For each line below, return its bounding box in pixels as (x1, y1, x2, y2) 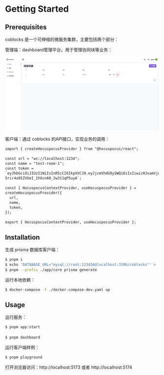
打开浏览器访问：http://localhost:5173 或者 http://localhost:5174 (5, 364, 133, 370)
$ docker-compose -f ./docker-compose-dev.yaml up (5, 287, 110, 292)
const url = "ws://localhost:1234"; (5, 156, 80, 161)
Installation (5, 233, 40, 242)
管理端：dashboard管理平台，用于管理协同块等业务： (5, 47, 112, 52)
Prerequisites (5, 23, 47, 31)
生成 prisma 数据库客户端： (5, 246, 60, 252)
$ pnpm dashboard (5, 335, 41, 340)
